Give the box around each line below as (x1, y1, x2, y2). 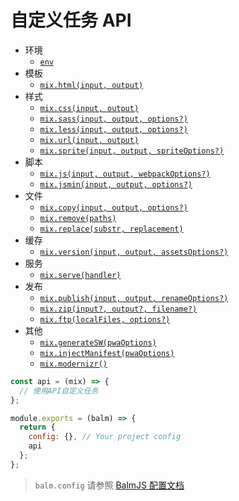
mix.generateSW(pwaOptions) (39, 337, 157, 348)
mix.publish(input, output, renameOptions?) (39, 293, 229, 303)
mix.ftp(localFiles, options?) (39, 314, 171, 325)
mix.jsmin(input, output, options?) (39, 179, 193, 190)
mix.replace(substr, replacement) (39, 224, 184, 234)
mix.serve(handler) (39, 270, 122, 280)
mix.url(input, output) (39, 135, 140, 145)
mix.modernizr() (39, 359, 108, 369)
